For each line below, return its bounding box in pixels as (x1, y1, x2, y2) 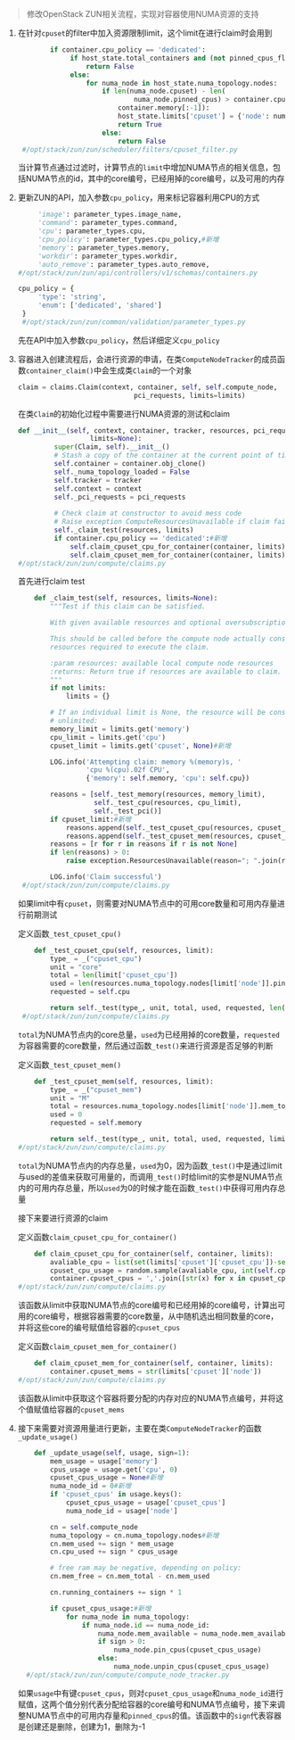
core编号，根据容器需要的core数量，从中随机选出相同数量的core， (33, 1311, 279, 1322)
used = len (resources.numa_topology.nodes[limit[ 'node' (50, 979, 262, 989)
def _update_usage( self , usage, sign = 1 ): (34, 1448, 190, 1457)
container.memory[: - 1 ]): (117, 104, 210, 112)
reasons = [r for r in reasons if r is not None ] (50, 840, 238, 849)
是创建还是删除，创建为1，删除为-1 (17, 1721, 145, 1732)
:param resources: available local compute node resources (50, 659, 274, 667)
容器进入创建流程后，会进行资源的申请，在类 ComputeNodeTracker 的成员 (17, 353, 278, 364)
